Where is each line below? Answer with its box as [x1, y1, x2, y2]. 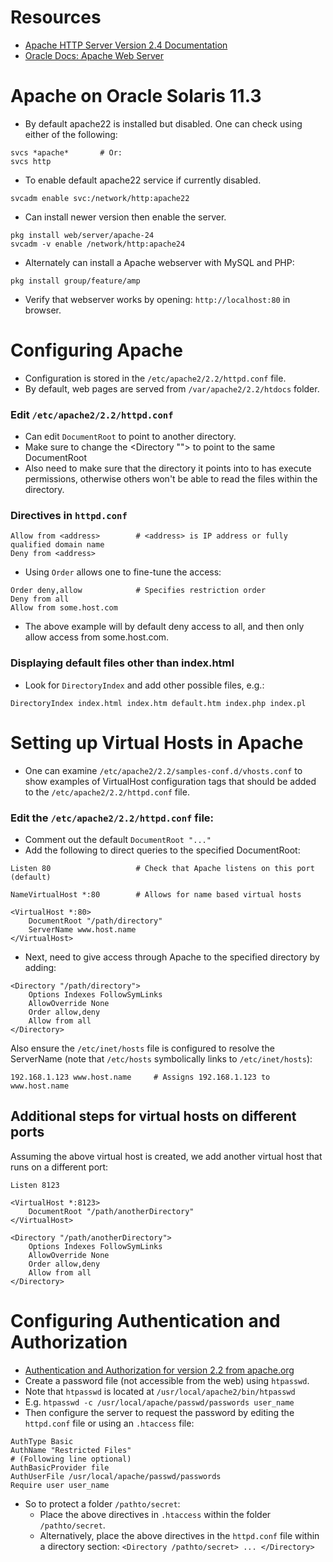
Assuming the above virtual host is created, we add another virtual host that [10, 1150, 323, 1162]
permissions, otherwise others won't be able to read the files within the [24, 473, 318, 485]
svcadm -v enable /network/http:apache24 [10, 239, 186, 249]
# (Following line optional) [10, 1454, 132, 1464]
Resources [10, 6, 102, 29]
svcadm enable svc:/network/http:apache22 [10, 193, 190, 203]
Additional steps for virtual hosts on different [10, 1108, 297, 1125]
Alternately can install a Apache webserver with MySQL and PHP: [24, 256, 295, 268]
